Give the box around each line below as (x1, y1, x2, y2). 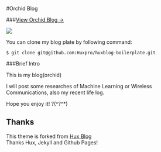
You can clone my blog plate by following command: (6, 39, 133, 46)
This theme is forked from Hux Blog (6, 133, 92, 140)
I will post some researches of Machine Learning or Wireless (6, 83, 152, 89)
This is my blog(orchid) (6, 71, 62, 78)
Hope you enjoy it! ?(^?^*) (6, 101, 68, 107)
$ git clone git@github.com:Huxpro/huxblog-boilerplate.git (6, 50, 156, 56)
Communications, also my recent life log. (6, 89, 105, 96)
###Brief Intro (6, 60, 40, 67)
